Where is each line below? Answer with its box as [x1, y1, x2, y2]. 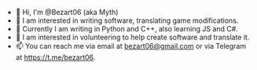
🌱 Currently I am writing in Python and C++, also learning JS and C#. [15, 24, 238, 33]
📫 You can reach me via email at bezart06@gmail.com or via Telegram [15, 42, 246, 50]
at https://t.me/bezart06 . [15, 53, 96, 62]
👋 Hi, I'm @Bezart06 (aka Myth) [15, 8, 119, 17]
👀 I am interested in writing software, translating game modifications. [15, 16, 239, 25]
